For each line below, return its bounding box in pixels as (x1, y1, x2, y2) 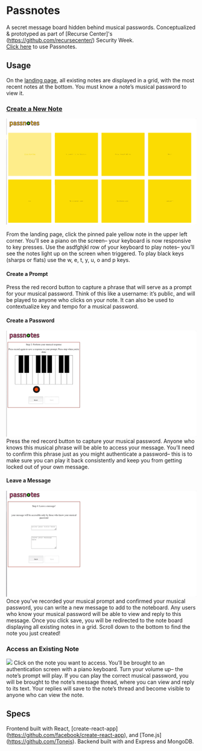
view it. (6, 89, 24, 97)
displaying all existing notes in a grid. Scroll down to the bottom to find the (6, 623, 191, 630)
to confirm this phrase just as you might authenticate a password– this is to (6, 450, 193, 457)
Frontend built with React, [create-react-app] (6, 724, 118, 732)
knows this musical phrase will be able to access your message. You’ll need (6, 444, 195, 451)
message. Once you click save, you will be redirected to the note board (6, 617, 183, 624)
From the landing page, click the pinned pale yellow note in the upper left (6, 231, 188, 238)
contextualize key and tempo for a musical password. (6, 303, 139, 310)
